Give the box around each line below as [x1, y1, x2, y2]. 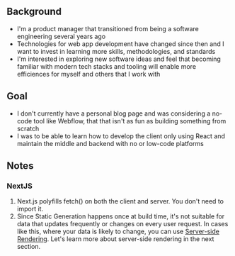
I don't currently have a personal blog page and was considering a [16, 109, 211, 118]
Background [6, 6, 62, 18]
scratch [16, 124, 40, 133]
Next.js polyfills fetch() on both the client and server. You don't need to [16, 197, 224, 206]
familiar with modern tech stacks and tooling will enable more [16, 62, 196, 70]
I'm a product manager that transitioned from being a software [16, 24, 199, 33]
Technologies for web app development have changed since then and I [16, 39, 224, 48]
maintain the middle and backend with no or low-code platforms [16, 139, 205, 148]
